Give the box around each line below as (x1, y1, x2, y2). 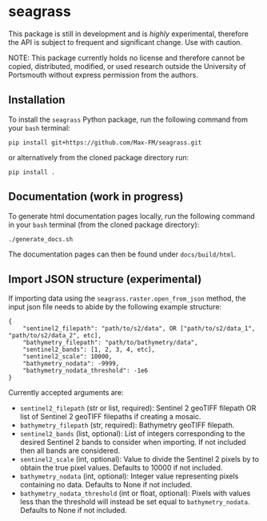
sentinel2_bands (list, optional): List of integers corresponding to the (19, 429, 245, 438)
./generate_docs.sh (8, 235, 74, 243)
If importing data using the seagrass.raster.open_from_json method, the (8, 293, 246, 303)
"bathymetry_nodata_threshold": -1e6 (22, 367, 149, 375)
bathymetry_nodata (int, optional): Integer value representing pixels (19, 471, 239, 481)
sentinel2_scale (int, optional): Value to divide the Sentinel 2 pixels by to (19, 454, 260, 464)
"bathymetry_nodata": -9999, (22, 360, 120, 368)
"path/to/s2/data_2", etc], (8, 332, 102, 340)
